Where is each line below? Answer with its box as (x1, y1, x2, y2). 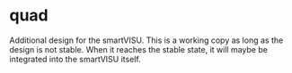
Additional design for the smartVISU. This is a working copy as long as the (9, 35, 284, 45)
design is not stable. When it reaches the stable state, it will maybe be (9, 44, 268, 54)
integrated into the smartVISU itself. (9, 53, 141, 64)
